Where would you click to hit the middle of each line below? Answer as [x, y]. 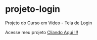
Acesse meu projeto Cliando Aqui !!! [42, 32]
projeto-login [33, 9]
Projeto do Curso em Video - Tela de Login [49, 23]
